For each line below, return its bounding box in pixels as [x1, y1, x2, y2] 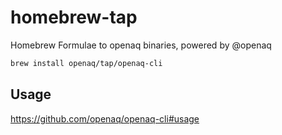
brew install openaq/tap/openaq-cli [10, 58, 163, 68]
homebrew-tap [10, 6, 138, 29]
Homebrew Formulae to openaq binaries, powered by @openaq [10, 39, 272, 51]
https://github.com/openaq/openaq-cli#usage [10, 112, 200, 125]
